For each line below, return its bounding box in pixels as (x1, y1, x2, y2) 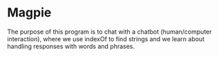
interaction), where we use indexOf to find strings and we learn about (7, 34, 205, 43)
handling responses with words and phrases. (7, 42, 135, 50)
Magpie (7, 5, 52, 21)
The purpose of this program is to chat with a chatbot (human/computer (7, 27, 212, 36)
